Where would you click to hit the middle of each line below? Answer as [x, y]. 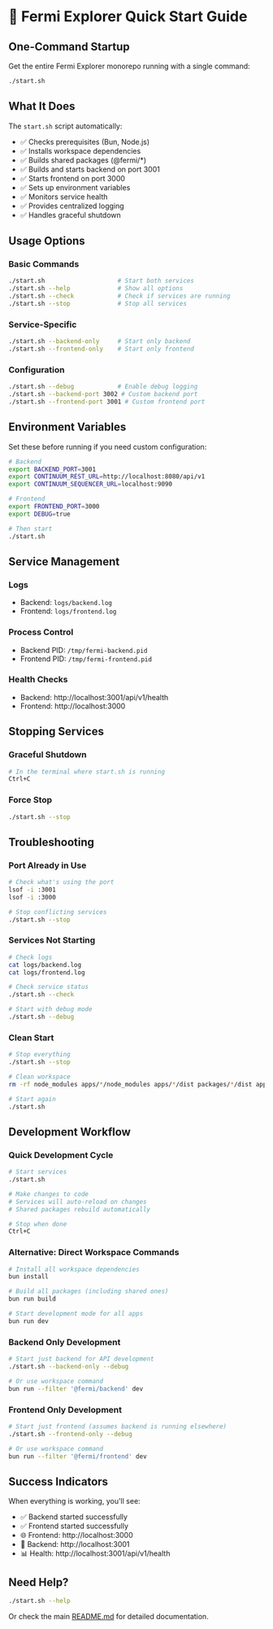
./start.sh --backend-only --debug [69, 1366]
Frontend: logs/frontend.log [68, 611]
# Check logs [30, 957]
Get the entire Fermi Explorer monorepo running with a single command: [129, 66]
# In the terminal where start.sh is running [87, 772]
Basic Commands [44, 264]
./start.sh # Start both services [102, 281]
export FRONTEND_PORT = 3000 [54, 507]
